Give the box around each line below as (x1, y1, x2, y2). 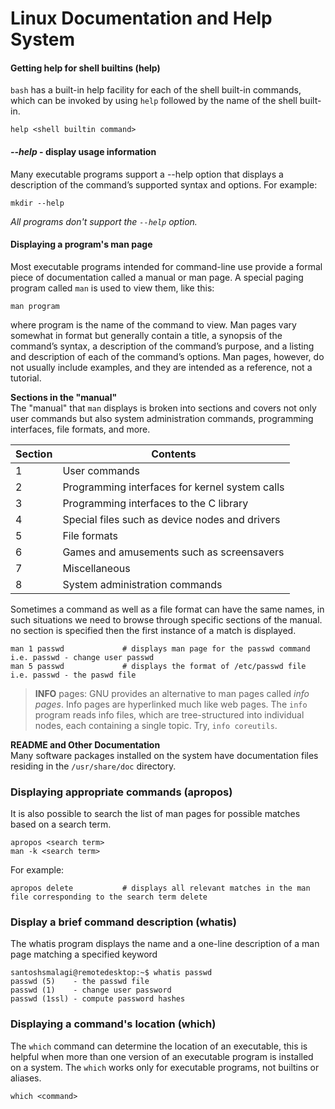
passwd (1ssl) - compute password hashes (10, 994, 186, 1004)
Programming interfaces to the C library (62, 496, 249, 510)
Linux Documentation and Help (10, 7, 273, 30)
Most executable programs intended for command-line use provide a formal (10, 260, 323, 272)
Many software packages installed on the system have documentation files (10, 749, 319, 761)
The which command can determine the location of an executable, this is (10, 1040, 308, 1052)
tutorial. (10, 372, 42, 384)
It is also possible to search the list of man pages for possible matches (10, 808, 301, 820)
